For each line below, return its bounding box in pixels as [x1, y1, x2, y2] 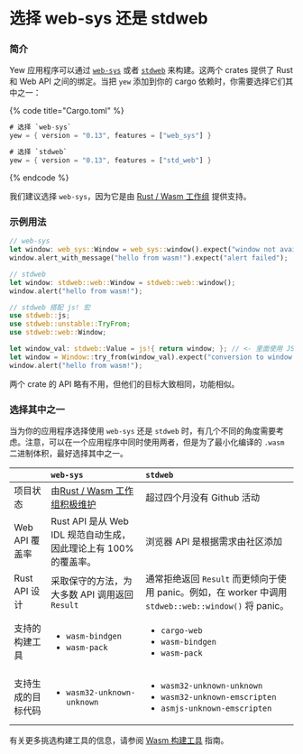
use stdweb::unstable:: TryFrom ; [9, 319, 131, 329]
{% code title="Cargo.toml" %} [9, 106, 124, 116]
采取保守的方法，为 [50, 575, 133, 587]
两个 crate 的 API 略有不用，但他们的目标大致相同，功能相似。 [9, 378, 240, 389]
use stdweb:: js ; [9, 311, 70, 320]
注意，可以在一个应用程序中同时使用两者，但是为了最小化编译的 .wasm [24, 437, 285, 447]
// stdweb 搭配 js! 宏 [9, 303, 91, 312]
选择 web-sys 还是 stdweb [9, 8, 209, 29]
